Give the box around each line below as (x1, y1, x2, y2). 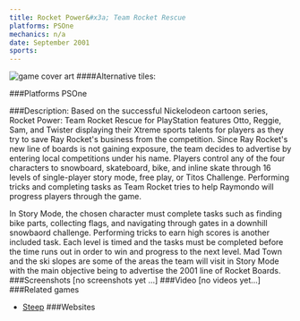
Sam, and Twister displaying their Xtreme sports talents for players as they (9, 124, 285, 135)
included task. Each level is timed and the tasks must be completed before (9, 237, 284, 248)
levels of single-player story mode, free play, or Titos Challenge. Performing (9, 172, 289, 183)
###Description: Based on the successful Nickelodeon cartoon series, (9, 106, 269, 116)
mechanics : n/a (9, 30, 66, 38)
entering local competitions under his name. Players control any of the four (9, 153, 286, 164)
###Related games (9, 284, 80, 295)
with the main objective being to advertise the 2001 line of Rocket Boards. (9, 266, 281, 276)
